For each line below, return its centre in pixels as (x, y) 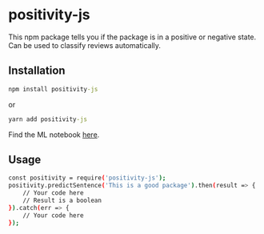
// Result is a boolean (62, 200)
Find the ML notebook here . (54, 135)
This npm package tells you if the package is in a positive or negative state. (132, 37)
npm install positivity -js (53, 89)
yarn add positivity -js (48, 119)
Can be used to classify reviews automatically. (85, 45)
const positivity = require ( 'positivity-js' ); (87, 178)
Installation (37, 71)
